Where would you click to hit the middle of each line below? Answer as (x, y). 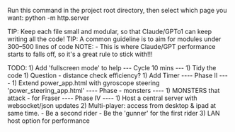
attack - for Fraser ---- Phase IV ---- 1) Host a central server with (102, 98)
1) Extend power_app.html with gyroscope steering (86, 83)
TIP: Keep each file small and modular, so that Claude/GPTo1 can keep (110, 32)
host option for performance (48, 121)
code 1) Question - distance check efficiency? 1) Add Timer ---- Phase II (113, 75)
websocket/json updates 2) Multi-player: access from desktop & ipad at (112, 105)
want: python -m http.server (48, 18)
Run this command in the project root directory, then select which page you (117, 10)
